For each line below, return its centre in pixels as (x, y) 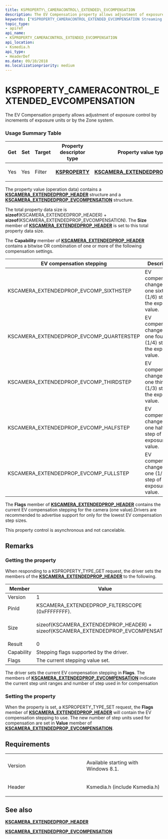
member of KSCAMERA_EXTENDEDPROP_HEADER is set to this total (77, 226)
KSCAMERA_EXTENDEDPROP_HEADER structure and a (63, 195)
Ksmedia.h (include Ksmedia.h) (123, 787)
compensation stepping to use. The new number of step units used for (78, 718)
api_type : (15, 52)
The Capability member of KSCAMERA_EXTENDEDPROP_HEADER (75, 241)
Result (15, 644)
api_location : (20, 43)
